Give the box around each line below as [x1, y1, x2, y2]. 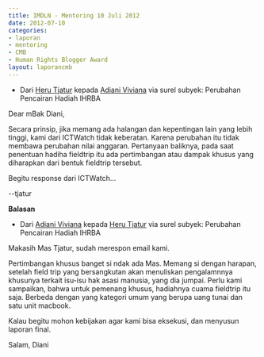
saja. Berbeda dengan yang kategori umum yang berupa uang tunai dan [8, 292, 243, 301]
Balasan [8, 204, 36, 213]
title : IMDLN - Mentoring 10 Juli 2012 [8, 11, 140, 20]
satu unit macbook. [8, 301, 71, 310]
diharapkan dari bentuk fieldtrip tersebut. [8, 158, 143, 167]
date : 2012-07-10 [8, 19, 66, 27]
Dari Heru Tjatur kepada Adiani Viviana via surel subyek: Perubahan [19, 85, 241, 94]
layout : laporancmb [8, 63, 73, 71]
